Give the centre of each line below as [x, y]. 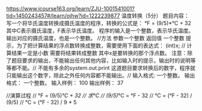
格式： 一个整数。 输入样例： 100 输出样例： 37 [65, 83]
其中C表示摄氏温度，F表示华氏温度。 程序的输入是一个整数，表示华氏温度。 [100, 30]
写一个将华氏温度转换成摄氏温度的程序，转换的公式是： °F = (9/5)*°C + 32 [99, 23]
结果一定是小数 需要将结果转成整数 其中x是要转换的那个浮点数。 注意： [99, 53]
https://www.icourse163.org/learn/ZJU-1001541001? [71, 9]
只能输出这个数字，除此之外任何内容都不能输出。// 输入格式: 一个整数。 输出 [101, 75]
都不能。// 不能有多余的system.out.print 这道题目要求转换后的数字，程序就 [103, 68]
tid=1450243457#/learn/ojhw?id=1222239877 [63, 16]
